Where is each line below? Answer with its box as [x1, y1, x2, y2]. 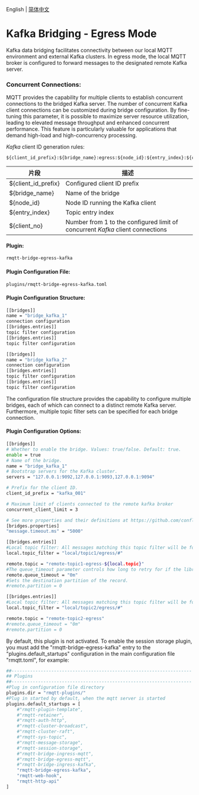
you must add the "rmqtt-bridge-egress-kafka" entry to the [6, 643, 151, 651]
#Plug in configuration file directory [6, 684, 105, 690]
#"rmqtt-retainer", [17, 712, 65, 718]
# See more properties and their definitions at [6, 517, 129, 523]
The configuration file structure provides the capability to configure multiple [6, 395, 191, 402]
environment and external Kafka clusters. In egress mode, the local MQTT [6, 53, 187, 60]
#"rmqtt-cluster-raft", [17, 728, 76, 735]
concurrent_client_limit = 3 [6, 507, 78, 513]
